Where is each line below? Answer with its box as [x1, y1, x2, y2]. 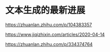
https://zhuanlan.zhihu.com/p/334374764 [5, 41, 93, 47]
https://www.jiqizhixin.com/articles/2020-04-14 [5, 31, 105, 37]
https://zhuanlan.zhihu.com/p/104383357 [5, 21, 92, 28]
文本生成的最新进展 [5, 5, 86, 16]
